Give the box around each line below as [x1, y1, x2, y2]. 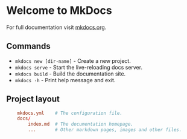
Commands [6, 41, 51, 51]
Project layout [6, 94, 60, 105]
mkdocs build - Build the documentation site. [14, 70, 126, 77]
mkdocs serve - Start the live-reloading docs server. [14, 63, 143, 71]
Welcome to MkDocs [6, 4, 113, 18]
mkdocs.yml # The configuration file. [17, 110, 122, 116]
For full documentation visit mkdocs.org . [6, 24, 107, 31]
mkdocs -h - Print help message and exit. [14, 76, 116, 83]
